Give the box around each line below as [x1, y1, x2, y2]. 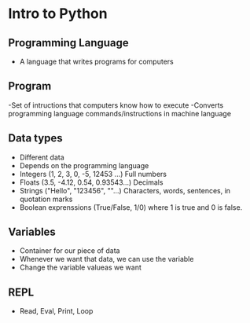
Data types [8, 131, 63, 145]
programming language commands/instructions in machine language [8, 108, 232, 118]
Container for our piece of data [19, 246, 120, 255]
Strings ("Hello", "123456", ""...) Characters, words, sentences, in [19, 185, 230, 195]
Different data [19, 152, 64, 162]
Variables [8, 226, 57, 239]
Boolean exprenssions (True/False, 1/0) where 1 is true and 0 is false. [19, 202, 243, 212]
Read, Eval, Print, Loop [19, 306, 94, 316]
